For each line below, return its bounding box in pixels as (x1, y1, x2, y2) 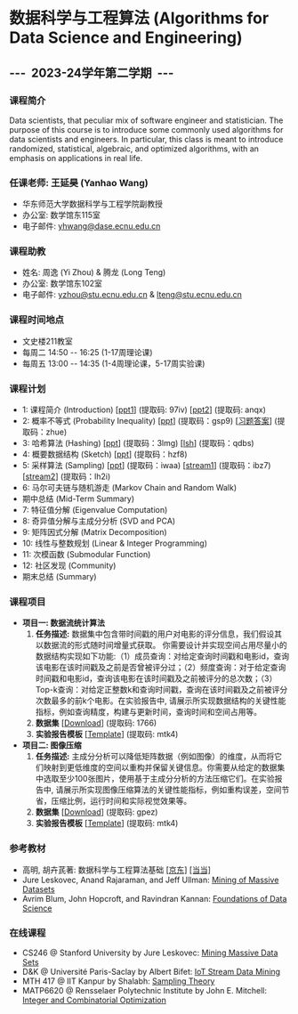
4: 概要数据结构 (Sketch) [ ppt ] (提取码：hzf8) (21, 449, 189, 459)
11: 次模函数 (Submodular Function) (21, 549, 151, 560)
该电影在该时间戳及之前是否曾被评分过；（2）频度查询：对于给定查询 (35, 662, 286, 673)
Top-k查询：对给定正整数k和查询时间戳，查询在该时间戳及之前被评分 (35, 685, 288, 695)
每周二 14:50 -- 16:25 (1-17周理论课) (21, 346, 153, 357)
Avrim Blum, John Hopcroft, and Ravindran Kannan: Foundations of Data (21, 893, 287, 904)
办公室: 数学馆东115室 (21, 210, 101, 221)
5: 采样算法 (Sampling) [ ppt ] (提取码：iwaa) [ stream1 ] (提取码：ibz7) (21, 460, 271, 471)
